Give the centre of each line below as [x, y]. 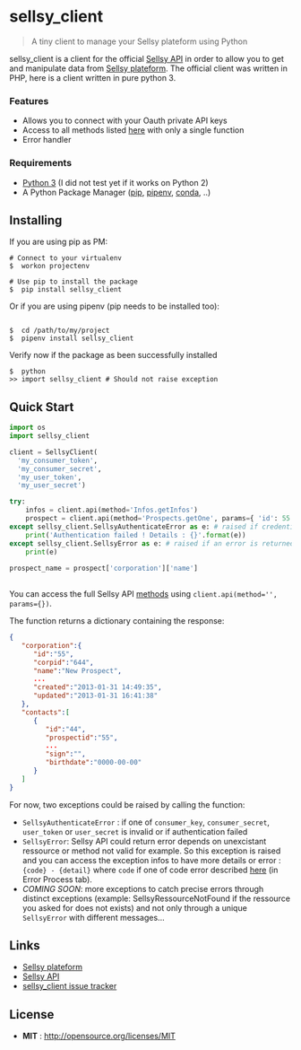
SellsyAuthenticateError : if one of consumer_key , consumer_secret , [146, 822]
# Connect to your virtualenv [66, 258]
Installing [36, 220]
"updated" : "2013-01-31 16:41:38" [95, 696]
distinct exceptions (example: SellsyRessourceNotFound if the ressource [156, 898]
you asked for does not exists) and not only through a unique [135, 907]
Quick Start [42, 407]
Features [29, 101]
